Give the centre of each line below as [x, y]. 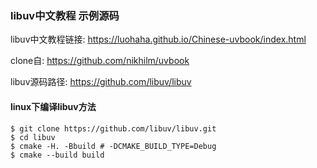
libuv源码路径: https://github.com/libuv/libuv [101, 82]
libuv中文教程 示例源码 [65, 15]
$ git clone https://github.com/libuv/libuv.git [113, 128]
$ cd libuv [33, 137]
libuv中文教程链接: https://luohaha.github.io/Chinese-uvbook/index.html [158, 39]
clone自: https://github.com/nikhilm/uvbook [100, 61]
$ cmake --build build [57, 155]
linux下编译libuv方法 [53, 106]
